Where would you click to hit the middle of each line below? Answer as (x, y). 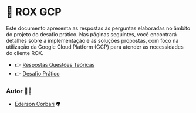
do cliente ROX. (25, 53)
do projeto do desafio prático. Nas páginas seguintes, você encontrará (92, 34)
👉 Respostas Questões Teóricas (55, 64)
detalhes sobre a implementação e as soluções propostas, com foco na (92, 40)
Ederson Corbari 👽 (38, 104)
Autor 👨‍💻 (19, 91)
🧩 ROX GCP (34, 12)
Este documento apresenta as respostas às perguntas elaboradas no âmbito (98, 28)
